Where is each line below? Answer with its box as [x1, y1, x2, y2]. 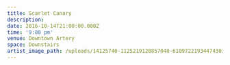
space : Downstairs [7, 41, 60, 48]
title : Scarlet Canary [7, 9, 72, 17]
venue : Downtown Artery [7, 35, 75, 42]
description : [7, 16, 44, 23]
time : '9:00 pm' [7, 28, 53, 36]
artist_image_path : [7, 48, 63, 55]
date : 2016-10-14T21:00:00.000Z [7, 22, 99, 29]
